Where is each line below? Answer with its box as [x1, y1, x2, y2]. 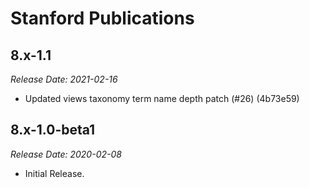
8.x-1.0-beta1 [10, 122, 96, 139]
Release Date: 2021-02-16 [10, 73, 118, 85]
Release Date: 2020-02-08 [10, 148, 122, 160]
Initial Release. [24, 167, 85, 179]
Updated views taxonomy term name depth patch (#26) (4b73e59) [24, 93, 300, 104]
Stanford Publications [10, 7, 195, 30]
